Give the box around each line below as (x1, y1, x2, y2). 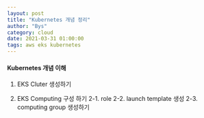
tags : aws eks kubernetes (7, 42, 81, 48)
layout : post (7, 10, 44, 17)
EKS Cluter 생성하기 (16, 80, 72, 89)
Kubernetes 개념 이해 (7, 63, 66, 72)
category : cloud (7, 29, 53, 36)
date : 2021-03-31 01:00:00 (7, 35, 84, 42)
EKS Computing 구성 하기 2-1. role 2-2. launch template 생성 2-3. (16, 95, 199, 103)
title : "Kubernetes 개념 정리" (7, 16, 91, 23)
